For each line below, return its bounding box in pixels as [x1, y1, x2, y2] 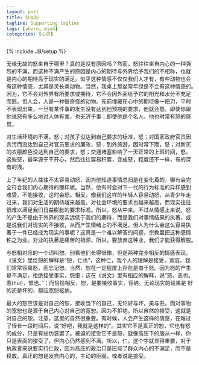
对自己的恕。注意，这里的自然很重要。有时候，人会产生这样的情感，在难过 [6, 314, 191, 322]
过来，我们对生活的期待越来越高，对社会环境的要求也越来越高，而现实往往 [6, 199, 191, 206]
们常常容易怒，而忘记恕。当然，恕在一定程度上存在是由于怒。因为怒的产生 [6, 264, 191, 272]
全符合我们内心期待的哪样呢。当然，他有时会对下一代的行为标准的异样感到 [6, 184, 191, 191]
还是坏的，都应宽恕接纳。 [11, 287, 75, 294]
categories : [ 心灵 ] [6, 31, 54, 37]
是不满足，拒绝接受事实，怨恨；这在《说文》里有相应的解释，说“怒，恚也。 [6, 272, 194, 279]
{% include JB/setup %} [6, 48, 66, 55]
